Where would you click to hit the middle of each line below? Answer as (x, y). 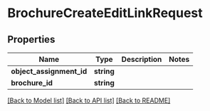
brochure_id (32, 83)
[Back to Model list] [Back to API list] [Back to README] (89, 100)
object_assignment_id (49, 71)
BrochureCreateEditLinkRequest (105, 13)
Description (142, 59)
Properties (31, 39)
